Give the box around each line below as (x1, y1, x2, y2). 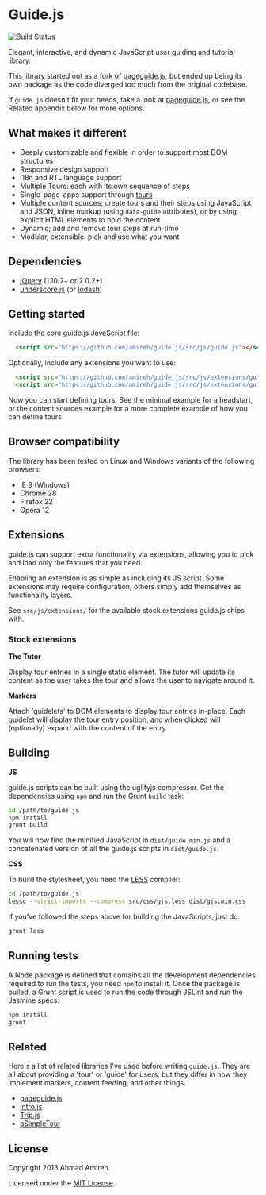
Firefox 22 (19, 496, 54, 506)
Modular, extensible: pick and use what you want (19, 232, 180, 241)
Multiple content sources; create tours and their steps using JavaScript (19, 198, 252, 207)
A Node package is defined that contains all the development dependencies (8, 970, 256, 980)
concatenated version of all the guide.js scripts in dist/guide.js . (8, 844, 219, 854)
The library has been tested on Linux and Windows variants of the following (8, 456, 255, 465)
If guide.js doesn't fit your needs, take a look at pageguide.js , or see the (8, 94, 245, 104)
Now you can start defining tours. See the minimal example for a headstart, (8, 395, 253, 404)
